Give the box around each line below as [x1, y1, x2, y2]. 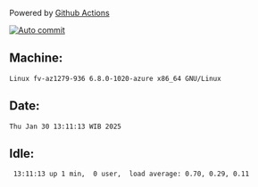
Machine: [9, 51, 63, 66]
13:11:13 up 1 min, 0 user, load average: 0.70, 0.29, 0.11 [12, 169, 250, 179]
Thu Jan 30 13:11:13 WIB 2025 [9, 122, 122, 131]
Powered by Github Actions [9, 8, 110, 18]
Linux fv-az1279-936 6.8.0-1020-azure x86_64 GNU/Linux [9, 74, 221, 83]
